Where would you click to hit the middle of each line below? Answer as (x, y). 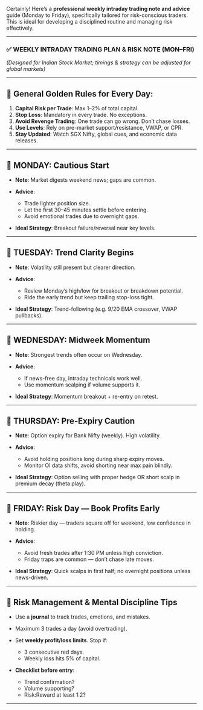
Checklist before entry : (45, 670)
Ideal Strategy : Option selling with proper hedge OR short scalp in (97, 477)
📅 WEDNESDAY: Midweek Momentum (78, 340)
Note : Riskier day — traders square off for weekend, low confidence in (103, 523)
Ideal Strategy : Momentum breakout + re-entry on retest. (86, 396)
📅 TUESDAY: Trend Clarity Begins (70, 253)
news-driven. (31, 577)
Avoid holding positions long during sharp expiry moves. (94, 459)
